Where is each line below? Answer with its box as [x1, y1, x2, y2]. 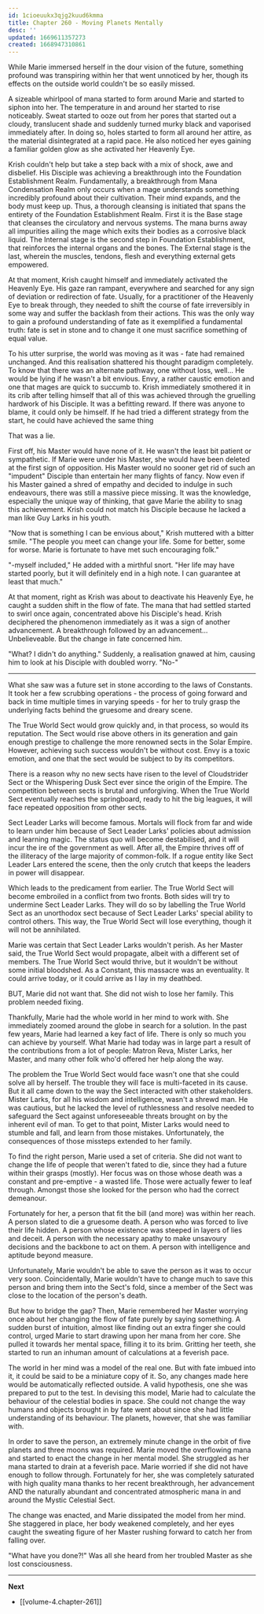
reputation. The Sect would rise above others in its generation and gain [8, 729, 238, 739]
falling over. [8, 1535, 46, 1546]
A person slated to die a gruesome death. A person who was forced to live [8, 1217, 249, 1227]
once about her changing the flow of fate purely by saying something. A [8, 1314, 241, 1324]
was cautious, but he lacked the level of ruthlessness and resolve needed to [8, 1103, 255, 1113]
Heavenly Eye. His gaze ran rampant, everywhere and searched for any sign [8, 284, 255, 293]
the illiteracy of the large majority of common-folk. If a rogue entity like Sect [8, 851, 254, 861]
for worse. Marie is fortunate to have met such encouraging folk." [8, 545, 219, 555]
